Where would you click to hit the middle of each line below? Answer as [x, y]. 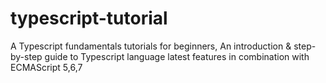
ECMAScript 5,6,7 [46, 67]
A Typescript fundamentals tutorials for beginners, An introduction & [151, 46]
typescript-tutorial [89, 18]
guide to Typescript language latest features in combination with [177, 56]
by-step [26, 56]
